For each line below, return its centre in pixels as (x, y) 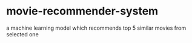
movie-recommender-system (82, 11)
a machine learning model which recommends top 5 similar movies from (96, 28)
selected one (23, 34)
